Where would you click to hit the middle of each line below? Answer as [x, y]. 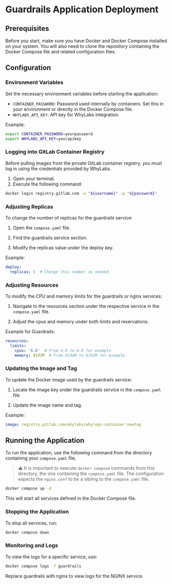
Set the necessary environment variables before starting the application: [82, 94]
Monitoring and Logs [32, 545]
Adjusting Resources [32, 285]
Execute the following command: [47, 184]
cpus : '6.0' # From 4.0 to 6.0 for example [63, 351]
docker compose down [27, 532]
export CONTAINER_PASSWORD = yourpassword [49, 134]
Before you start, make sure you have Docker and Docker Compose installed [86, 41]
